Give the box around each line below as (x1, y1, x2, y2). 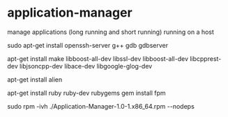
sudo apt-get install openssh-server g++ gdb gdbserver (7, 41, 169, 49)
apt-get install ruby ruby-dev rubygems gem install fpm (7, 89, 166, 97)
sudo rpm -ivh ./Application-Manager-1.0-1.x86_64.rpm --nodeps (7, 102, 195, 110)
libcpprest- (189, 54, 222, 63)
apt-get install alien (7, 75, 63, 84)
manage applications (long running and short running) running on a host (7, 28, 215, 36)
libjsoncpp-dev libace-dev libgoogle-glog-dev (20, 62, 153, 70)
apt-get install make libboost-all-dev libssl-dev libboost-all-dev (7, 54, 189, 63)
